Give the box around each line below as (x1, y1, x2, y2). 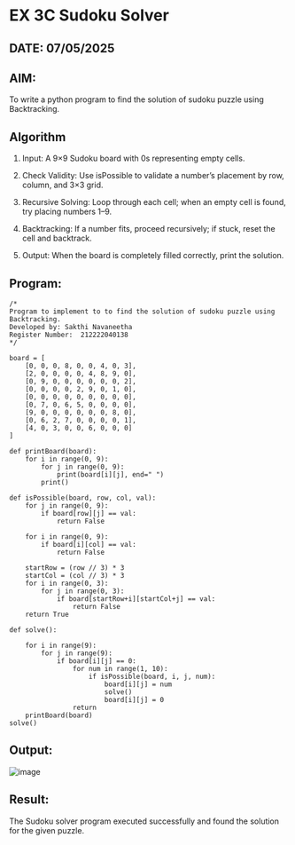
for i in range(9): (25, 641, 97, 651)
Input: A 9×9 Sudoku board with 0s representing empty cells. (21, 153, 245, 164)
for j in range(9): (41, 649, 113, 658)
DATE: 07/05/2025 (9, 41, 115, 56)
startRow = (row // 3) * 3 (25, 564, 125, 573)
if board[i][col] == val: (41, 541, 137, 549)
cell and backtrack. (21, 233, 92, 244)
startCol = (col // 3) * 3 (25, 572, 125, 580)
